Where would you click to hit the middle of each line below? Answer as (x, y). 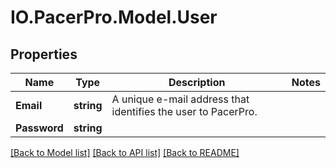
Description (197, 82)
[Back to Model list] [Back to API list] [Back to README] (125, 152)
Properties (44, 54)
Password (39, 128)
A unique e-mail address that (180, 99)
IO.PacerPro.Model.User (114, 17)
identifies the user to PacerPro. (184, 111)
